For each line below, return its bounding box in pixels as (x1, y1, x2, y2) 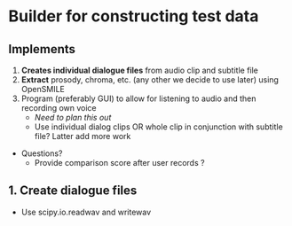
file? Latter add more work (34, 131, 131, 141)
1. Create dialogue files (8, 183, 138, 199)
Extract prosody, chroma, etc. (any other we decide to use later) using (20, 74, 279, 85)
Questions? (20, 148, 63, 159)
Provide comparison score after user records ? (34, 158, 205, 168)
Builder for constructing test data (8, 6, 259, 27)
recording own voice (20, 103, 97, 113)
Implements (8, 42, 76, 57)
